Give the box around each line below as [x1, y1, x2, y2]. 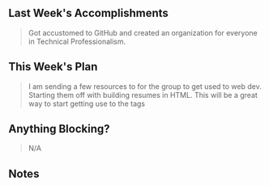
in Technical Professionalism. [28, 36, 126, 46]
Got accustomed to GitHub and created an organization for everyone [28, 27, 258, 37]
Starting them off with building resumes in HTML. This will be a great [28, 90, 258, 99]
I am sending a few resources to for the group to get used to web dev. [28, 81, 262, 91]
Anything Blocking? [8, 122, 111, 136]
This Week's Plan [8, 60, 98, 74]
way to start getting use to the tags [28, 99, 146, 108]
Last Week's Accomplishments [8, 6, 169, 20]
